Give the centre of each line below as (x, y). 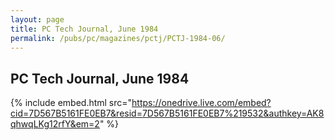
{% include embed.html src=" (71, 103)
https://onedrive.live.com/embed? (201, 103)
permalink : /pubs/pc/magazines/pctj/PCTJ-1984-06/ (118, 38)
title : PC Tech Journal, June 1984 (84, 29)
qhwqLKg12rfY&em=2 (55, 124)
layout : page (37, 19)
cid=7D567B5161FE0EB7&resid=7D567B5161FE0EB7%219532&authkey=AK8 (167, 113)
